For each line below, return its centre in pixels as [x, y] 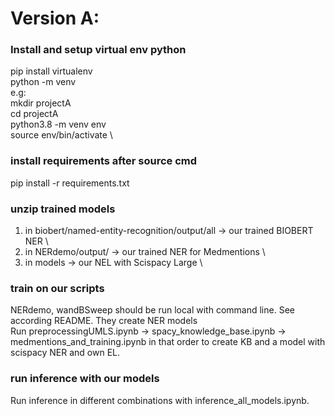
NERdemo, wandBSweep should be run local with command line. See [152, 310]
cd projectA [34, 114]
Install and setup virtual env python [98, 50]
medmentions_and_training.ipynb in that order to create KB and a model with [168, 342]
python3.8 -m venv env [58, 124]
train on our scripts [57, 288]
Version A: [55, 18]
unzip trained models [63, 209]
